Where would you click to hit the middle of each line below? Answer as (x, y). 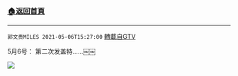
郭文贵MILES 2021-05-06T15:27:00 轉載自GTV (72, 37)
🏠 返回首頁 (26, 11)
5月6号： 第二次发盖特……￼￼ (52, 51)
